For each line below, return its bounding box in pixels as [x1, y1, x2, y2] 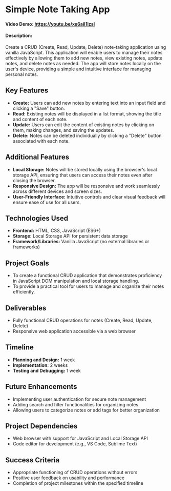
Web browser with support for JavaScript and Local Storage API [12, 435, 148, 442]
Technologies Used [5, 214, 68, 223]
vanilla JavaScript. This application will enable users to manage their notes [5, 49, 163, 55]
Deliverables [5, 304, 47, 312]
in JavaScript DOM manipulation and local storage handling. [12, 278, 139, 284]
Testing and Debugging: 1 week [12, 367, 81, 374]
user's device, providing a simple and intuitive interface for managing [5, 66, 152, 72]
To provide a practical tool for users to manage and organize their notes [12, 283, 164, 289]
